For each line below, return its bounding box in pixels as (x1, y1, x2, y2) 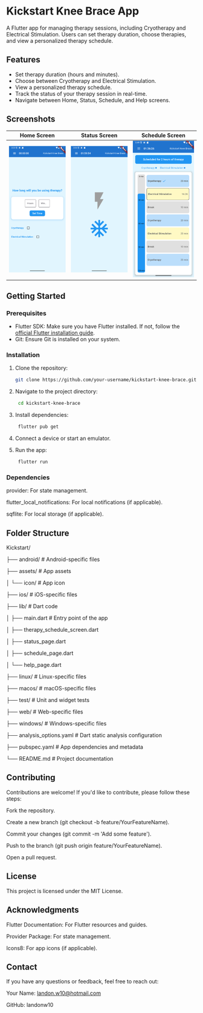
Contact (6, 962, 37, 972)
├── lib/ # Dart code (6, 603, 58, 610)
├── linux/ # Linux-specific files (6, 673, 86, 680)
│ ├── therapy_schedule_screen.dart (6, 626, 99, 634)
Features (6, 54, 40, 65)
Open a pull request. (6, 853, 57, 861)
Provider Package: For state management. (6, 933, 111, 940)
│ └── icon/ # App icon (6, 579, 65, 586)
